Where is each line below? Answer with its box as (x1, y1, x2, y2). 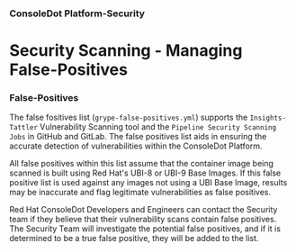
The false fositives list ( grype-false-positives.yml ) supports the (9, 112, 248, 123)
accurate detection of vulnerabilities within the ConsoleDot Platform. (9, 140, 263, 151)
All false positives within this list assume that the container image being (9, 158, 274, 169)
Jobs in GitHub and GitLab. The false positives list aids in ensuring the (9, 131, 267, 142)
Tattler (9, 123, 39, 132)
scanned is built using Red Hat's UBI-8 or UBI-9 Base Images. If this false (9, 167, 282, 178)
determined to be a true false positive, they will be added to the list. (9, 233, 259, 244)
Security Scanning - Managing (9, 40, 243, 61)
